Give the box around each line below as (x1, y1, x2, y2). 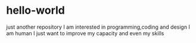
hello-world (6, 4, 66, 17)
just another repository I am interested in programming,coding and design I (6, 23, 191, 30)
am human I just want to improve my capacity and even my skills (6, 29, 164, 36)
